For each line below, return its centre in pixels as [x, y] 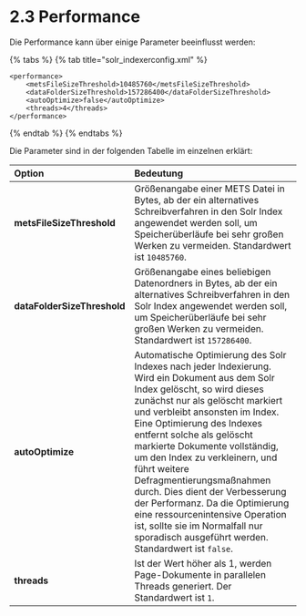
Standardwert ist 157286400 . [193, 340]
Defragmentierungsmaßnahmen [203, 480]
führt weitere [162, 468]
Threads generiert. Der [183, 586]
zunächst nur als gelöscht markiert [209, 400]
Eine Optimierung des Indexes [198, 423]
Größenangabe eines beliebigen [203, 272]
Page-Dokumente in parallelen [200, 574]
